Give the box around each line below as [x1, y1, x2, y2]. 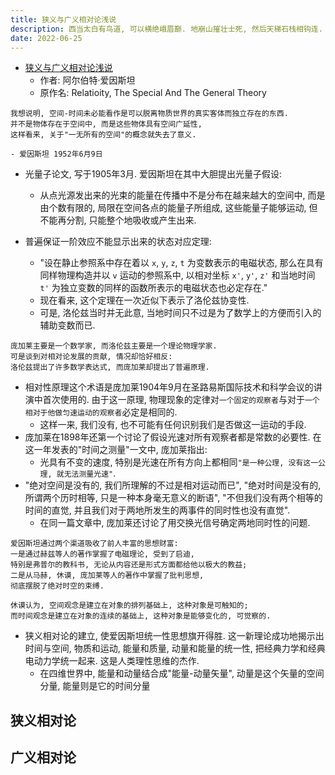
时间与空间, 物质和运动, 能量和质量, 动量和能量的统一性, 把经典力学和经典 [24, 642, 326, 655]
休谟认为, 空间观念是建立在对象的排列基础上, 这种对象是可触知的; [10, 601, 249, 611]
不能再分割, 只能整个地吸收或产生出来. [39, 214, 197, 226]
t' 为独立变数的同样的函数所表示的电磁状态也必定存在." [39, 282, 268, 294]
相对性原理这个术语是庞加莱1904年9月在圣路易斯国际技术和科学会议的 [24, 381, 314, 393]
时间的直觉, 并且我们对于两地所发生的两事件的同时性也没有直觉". [24, 504, 291, 516]
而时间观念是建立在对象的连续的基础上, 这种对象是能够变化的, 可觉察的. [10, 611, 272, 621]
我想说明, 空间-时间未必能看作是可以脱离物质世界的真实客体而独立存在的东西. [10, 109, 289, 119]
